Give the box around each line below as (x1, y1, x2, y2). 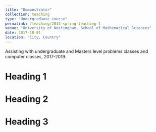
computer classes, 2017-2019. (5, 53, 67, 59)
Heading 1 (5, 71, 47, 82)
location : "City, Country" (5, 35, 61, 40)
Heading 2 (5, 93, 49, 105)
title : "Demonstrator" (5, 7, 52, 12)
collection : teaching (5, 12, 50, 17)
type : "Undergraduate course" (5, 16, 68, 21)
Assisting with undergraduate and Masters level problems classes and (5, 48, 148, 54)
